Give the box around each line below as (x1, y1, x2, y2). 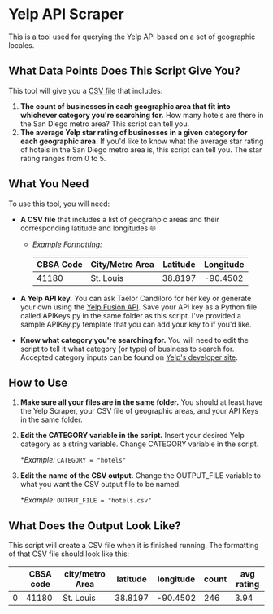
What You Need (8, 177, 89, 191)
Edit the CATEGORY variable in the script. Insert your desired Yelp (19, 431, 245, 441)
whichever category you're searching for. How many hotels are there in (19, 110, 264, 120)
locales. (8, 40, 35, 50)
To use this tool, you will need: (8, 199, 110, 208)
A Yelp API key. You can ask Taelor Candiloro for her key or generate (19, 293, 252, 303)
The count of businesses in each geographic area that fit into (19, 101, 231, 111)
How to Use (8, 375, 68, 389)
